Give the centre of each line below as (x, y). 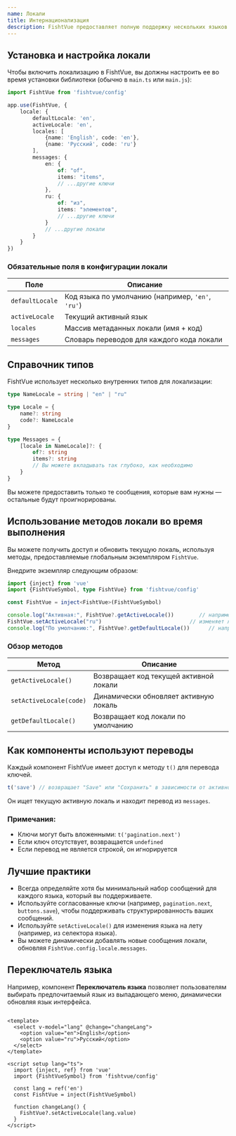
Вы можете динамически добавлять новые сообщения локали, (112, 940)
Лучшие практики (49, 871)
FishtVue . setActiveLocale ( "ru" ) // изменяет (116, 622)
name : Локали (26, 14)
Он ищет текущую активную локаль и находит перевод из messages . (109, 800)
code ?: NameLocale (47, 420)
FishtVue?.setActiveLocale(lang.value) (78, 1113)
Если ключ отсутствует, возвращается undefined (90, 842)
